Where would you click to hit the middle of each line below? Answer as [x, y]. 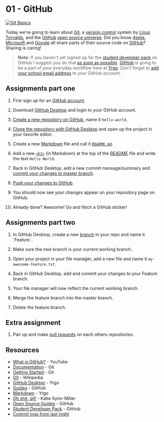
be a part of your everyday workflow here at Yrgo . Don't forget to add [88, 68]
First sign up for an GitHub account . [49, 100]
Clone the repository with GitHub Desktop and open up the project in [82, 129]
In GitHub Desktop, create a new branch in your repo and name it [79, 234]
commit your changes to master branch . [53, 173]
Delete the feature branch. [39, 307]
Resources [22, 350]
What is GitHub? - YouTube [40, 362]
